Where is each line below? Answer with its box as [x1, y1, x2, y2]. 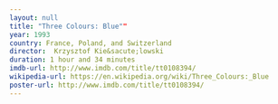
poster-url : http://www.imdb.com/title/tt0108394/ [9, 80, 205, 90]
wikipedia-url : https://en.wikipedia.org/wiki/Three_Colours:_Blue [9, 72, 270, 81]
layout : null [9, 13, 59, 23]
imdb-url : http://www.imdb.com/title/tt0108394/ [9, 64, 197, 73]
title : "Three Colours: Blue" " [9, 22, 128, 31]
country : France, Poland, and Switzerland [9, 38, 172, 48]
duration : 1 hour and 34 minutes [9, 55, 136, 64]
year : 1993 [9, 30, 51, 39]
